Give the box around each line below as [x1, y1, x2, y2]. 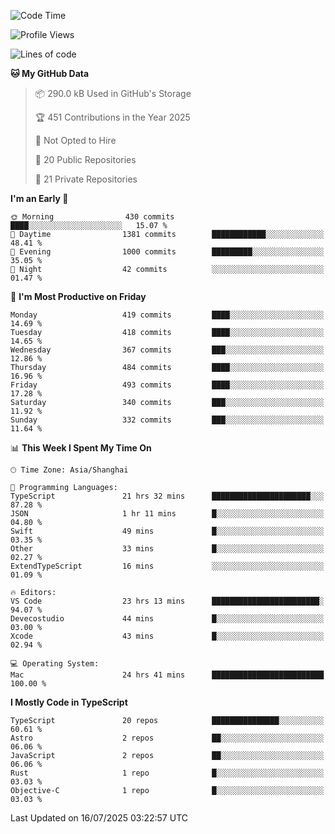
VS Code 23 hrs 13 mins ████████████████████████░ [10, 596, 325, 606]
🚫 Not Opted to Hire [34, 135, 117, 146]
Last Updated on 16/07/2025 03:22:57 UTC [10, 812, 188, 824]
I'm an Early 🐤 [10, 193, 69, 204]
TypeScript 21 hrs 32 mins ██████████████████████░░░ [10, 491, 325, 501]
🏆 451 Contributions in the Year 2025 [34, 111, 191, 123]
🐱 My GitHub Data [10, 68, 90, 79]
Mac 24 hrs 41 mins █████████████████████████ [10, 670, 325, 680]
